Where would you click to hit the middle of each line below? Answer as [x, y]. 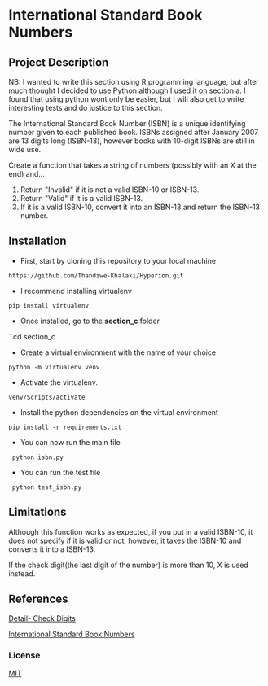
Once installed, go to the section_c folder [90, 321]
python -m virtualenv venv [54, 367]
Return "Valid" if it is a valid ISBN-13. [81, 198]
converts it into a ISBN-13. [52, 549]
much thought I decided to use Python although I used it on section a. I [127, 90]
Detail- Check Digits [42, 618]
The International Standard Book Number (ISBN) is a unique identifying [127, 123]
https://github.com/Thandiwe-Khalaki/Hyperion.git [96, 275]
